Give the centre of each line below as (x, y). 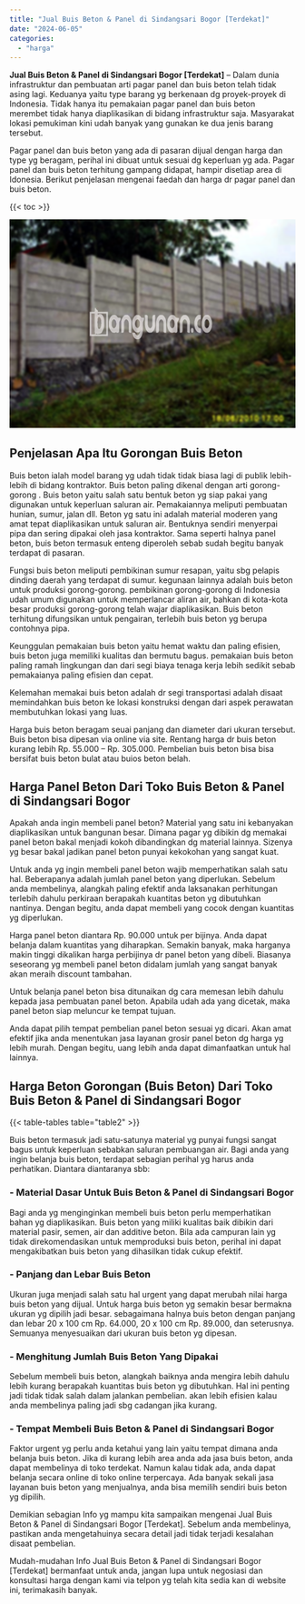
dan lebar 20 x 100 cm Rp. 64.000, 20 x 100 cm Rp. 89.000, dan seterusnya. (152, 1323)
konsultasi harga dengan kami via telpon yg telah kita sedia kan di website (148, 1580)
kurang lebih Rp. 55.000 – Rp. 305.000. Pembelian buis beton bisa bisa (142, 748)
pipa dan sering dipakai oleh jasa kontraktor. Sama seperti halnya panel (143, 533)
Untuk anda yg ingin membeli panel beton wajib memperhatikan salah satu (149, 869)
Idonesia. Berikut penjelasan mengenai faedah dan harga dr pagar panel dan (152, 180)
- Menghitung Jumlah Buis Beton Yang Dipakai (114, 1357)
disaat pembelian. (43, 1544)
